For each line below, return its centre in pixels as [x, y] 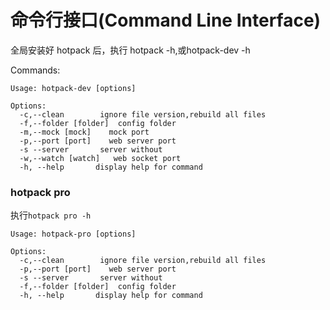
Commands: [35, 70]
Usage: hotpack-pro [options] [73, 234]
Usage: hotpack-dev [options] [73, 88]
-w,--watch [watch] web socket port [100, 158]
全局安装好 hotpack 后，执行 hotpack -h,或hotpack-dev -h [130, 50]
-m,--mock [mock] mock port [84, 132]
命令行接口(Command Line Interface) [166, 20]
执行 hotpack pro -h [51, 215]
